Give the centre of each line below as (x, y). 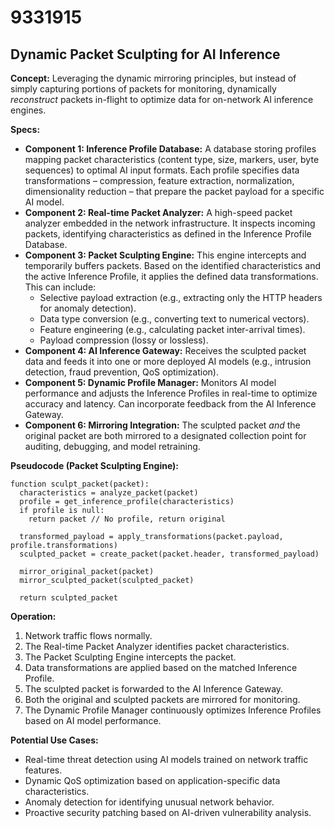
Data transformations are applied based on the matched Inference (161, 667)
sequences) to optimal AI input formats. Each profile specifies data (162, 170)
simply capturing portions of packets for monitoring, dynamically (143, 89)
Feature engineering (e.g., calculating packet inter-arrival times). (172, 329)
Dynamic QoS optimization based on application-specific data (152, 780)
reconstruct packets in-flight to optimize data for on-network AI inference (162, 99)
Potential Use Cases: (54, 740)
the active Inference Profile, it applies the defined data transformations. (171, 276)
